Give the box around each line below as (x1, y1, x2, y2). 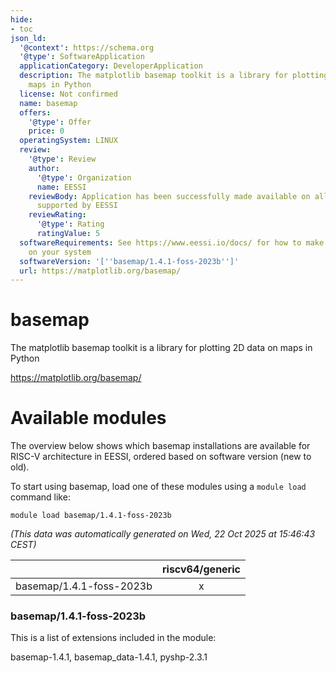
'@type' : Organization (36, 172, 132, 183)
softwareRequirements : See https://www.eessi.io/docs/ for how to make (19, 237, 325, 248)
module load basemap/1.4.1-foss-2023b (10, 511, 172, 521)
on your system (28, 247, 92, 257)
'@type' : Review (28, 154, 97, 164)
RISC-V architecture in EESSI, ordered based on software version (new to (10, 451, 312, 463)
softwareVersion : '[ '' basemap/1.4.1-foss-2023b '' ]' (19, 256, 240, 266)
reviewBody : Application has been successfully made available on (28, 191, 311, 201)
